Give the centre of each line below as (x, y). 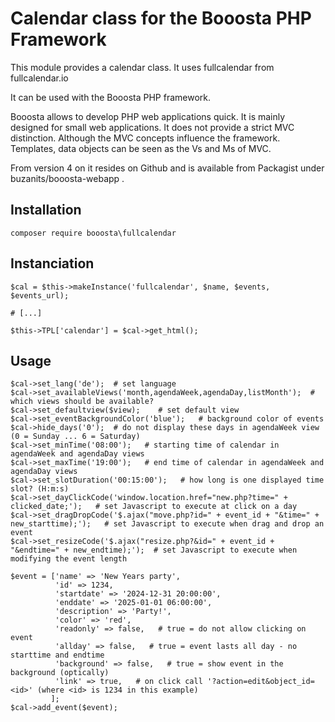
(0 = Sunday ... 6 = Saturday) (75, 437)
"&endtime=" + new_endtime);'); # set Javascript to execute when (154, 550)
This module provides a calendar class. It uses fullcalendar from (142, 67)
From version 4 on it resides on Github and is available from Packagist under (167, 168)
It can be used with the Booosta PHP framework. (110, 97)
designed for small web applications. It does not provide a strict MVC (152, 127)
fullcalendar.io (39, 78)
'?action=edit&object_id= (260, 682)
